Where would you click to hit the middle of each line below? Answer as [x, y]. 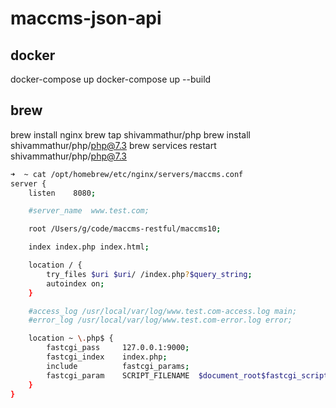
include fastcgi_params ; [118, 366]
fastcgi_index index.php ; [107, 357]
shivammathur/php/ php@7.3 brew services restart [113, 145]
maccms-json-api [86, 18]
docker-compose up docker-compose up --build [111, 79]
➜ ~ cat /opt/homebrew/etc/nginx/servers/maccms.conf [127, 174]
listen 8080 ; [62, 193]
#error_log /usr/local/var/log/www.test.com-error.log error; [160, 320]
